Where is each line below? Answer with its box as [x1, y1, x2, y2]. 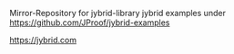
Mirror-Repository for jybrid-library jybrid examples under [9, 8, 226, 18]
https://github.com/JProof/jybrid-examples [9, 17, 170, 28]
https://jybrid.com [9, 35, 77, 45]
